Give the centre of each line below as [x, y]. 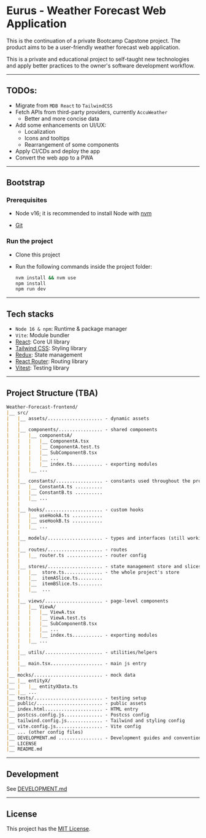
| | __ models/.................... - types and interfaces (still [96, 538]
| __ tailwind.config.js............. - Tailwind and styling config [96, 721]
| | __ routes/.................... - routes [67, 550]
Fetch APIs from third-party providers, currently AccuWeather [91, 112]
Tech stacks [30, 314]
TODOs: [22, 90]
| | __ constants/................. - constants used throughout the [98, 481]
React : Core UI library [43, 342]
